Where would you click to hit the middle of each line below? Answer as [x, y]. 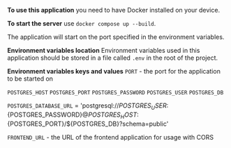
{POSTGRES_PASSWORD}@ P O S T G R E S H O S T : [73, 115]
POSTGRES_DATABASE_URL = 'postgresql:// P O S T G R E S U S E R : [88, 106]
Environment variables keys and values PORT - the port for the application [114, 71]
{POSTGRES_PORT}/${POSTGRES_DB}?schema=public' [88, 124]
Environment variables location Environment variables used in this [104, 50]
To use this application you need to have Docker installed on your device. [114, 10]
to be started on [30, 79]
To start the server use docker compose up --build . [82, 23]
